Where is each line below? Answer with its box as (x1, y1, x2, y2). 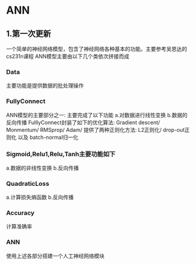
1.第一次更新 (6, 28, 51, 38)
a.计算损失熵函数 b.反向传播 (6, 193, 74, 201)
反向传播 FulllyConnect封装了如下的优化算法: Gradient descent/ (6, 119, 161, 126)
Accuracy (6, 209, 35, 217)
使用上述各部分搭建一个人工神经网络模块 (6, 252, 104, 259)
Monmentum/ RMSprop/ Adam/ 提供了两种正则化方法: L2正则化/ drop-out (6, 126, 185, 133)
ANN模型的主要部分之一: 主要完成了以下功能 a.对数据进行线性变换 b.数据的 (6, 111, 188, 118)
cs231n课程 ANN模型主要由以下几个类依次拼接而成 (6, 53, 130, 60)
